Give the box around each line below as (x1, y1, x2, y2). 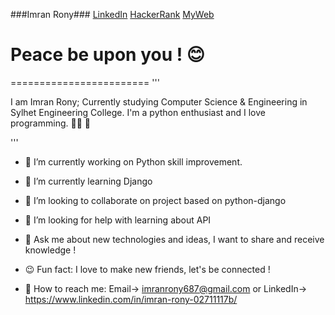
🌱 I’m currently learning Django (24, 175, 153, 187)
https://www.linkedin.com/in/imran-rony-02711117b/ (24, 293, 238, 305)
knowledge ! (24, 244, 77, 256)
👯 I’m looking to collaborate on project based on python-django (24, 194, 287, 206)
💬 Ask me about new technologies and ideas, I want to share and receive (24, 233, 325, 245)
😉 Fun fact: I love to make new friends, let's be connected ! (24, 263, 271, 275)
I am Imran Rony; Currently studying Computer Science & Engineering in (10, 95, 308, 108)
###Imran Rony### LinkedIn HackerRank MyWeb (10, 9, 215, 20)
